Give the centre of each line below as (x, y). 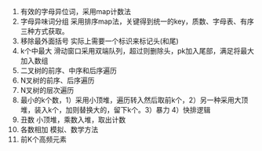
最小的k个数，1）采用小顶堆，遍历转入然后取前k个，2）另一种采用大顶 (134, 100)
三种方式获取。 (44, 31)
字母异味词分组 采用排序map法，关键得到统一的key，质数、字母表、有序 (137, 21)
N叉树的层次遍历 (47, 90)
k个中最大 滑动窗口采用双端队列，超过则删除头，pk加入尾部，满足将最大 (137, 51)
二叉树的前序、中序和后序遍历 (68, 70)
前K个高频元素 (44, 139)
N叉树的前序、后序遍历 (57, 80)
